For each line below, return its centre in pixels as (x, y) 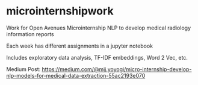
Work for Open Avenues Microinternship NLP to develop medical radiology (99, 28)
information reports (30, 34)
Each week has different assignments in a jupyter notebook (80, 46)
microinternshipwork (60, 11)
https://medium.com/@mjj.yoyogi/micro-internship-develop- (117, 69)
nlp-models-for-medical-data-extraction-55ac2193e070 (76, 75)
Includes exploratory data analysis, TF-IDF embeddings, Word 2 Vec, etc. (97, 57)
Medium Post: (23, 69)
